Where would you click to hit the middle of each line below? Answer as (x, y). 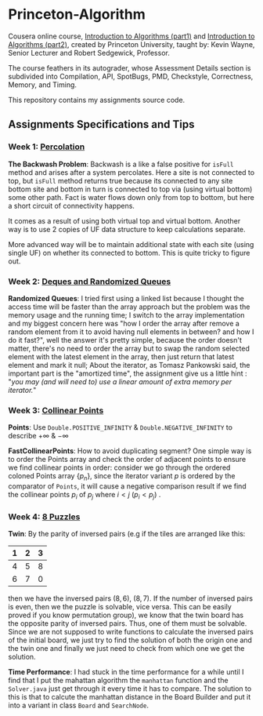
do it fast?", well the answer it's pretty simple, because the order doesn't (125, 340)
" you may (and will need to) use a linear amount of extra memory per (120, 381)
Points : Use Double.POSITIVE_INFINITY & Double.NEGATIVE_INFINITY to (121, 427)
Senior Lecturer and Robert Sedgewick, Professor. (89, 53)
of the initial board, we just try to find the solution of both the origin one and (130, 640)
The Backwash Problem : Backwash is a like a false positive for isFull (121, 164)
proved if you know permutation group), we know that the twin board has (126, 615)
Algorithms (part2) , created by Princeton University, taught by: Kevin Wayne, (131, 44)
